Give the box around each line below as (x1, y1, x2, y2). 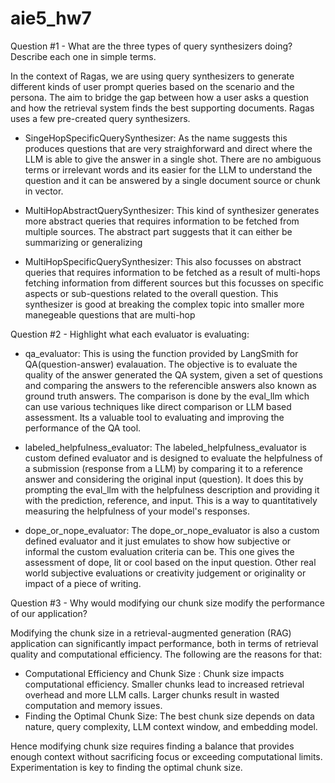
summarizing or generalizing (24, 236, 143, 248)
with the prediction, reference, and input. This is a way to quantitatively (24, 494, 318, 506)
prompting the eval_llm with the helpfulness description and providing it (24, 483, 320, 496)
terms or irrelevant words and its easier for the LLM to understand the (24, 163, 313, 176)
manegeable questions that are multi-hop (24, 308, 196, 321)
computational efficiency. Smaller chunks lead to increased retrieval (24, 678, 305, 690)
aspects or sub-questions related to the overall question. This (24, 287, 279, 299)
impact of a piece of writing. (24, 577, 142, 589)
